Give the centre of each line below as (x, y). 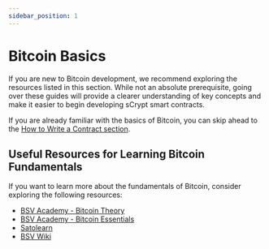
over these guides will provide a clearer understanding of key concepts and (135, 96)
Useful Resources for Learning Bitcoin (107, 154)
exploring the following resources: (66, 195)
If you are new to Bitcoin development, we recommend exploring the (123, 79)
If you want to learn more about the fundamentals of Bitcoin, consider (125, 187)
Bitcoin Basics (57, 56)
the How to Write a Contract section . (69, 129)
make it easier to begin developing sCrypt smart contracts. (107, 104)
